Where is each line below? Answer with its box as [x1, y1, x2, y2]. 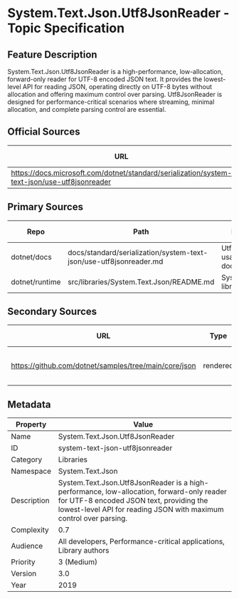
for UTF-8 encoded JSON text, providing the [58, 496, 208, 506]
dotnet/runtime [11, 276, 61, 286]
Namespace [11, 467, 52, 476]
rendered [202, 361, 234, 371]
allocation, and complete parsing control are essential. [7, 105, 166, 113]
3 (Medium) [58, 557, 98, 567]
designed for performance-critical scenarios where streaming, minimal [7, 98, 215, 106]
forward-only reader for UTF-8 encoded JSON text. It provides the [7, 75, 203, 83]
